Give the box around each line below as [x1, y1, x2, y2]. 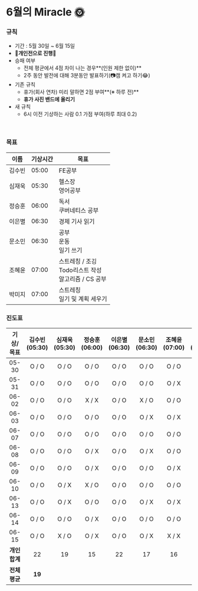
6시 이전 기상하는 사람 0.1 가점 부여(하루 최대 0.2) [23, 110, 137, 118]
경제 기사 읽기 [58, 217, 95, 225]
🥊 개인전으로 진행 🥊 [14, 50, 57, 57]
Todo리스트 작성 [58, 266, 102, 274]
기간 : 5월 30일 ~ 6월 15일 [14, 42, 75, 50]
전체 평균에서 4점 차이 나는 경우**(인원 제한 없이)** [23, 64, 142, 71]
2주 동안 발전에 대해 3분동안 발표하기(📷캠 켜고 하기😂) [23, 72, 150, 79]
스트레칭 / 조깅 [58, 257, 97, 265]
